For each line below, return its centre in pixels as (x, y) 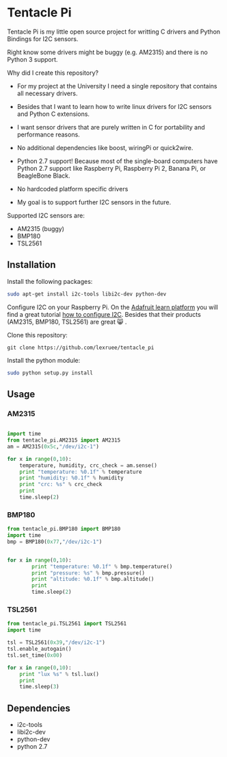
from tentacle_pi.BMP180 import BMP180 (64, 529)
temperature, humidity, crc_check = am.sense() (88, 465)
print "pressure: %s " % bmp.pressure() (89, 573)
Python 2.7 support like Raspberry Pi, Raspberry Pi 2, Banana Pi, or (111, 168)
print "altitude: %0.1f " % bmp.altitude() (93, 579)
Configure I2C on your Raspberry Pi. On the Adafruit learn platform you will (113, 307)
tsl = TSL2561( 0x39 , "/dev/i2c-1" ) (56, 642)
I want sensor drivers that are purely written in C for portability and (111, 127)
